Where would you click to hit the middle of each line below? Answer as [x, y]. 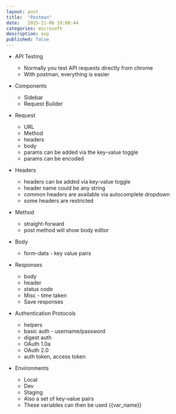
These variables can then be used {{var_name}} [83, 405]
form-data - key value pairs [57, 253]
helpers [33, 325]
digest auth [38, 337]
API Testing [29, 56]
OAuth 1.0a [37, 344]
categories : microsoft [34, 28]
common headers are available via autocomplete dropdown [97, 194]
